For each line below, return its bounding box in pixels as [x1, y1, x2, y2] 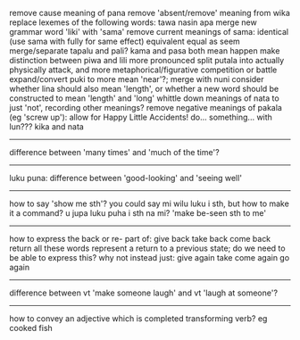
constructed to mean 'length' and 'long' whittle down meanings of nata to [9, 93, 279, 104]
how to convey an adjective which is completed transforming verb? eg [9, 313, 268, 324]
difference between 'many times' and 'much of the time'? [9, 147, 221, 157]
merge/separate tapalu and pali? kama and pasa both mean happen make [9, 46, 280, 56]
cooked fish [9, 323, 54, 333]
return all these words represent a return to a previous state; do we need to [9, 243, 286, 253]
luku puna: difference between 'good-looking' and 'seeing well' [9, 173, 243, 183]
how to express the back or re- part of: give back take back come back [9, 234, 271, 244]
